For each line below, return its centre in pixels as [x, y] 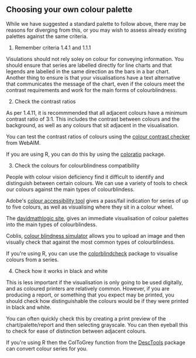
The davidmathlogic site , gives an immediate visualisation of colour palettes [97, 218]
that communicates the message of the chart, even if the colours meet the [95, 84]
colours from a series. [32, 260]
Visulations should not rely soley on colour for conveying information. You [95, 59]
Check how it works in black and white [61, 271]
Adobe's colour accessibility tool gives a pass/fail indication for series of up [97, 200]
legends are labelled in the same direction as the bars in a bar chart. [88, 71]
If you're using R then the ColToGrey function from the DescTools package [96, 342]
